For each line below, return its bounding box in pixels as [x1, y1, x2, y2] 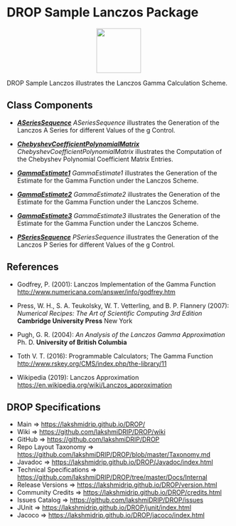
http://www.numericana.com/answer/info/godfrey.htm [16, 287, 176, 296]
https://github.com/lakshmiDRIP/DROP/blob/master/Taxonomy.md [16, 450, 211, 459]
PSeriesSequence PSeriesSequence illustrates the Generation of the [16, 232, 219, 241]
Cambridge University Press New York [16, 316, 133, 325]
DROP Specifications [6, 401, 101, 413]
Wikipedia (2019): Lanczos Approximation [16, 373, 139, 381]
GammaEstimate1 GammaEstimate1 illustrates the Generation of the [16, 168, 218, 177]
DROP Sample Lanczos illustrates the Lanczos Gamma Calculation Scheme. [6, 78, 228, 87]
